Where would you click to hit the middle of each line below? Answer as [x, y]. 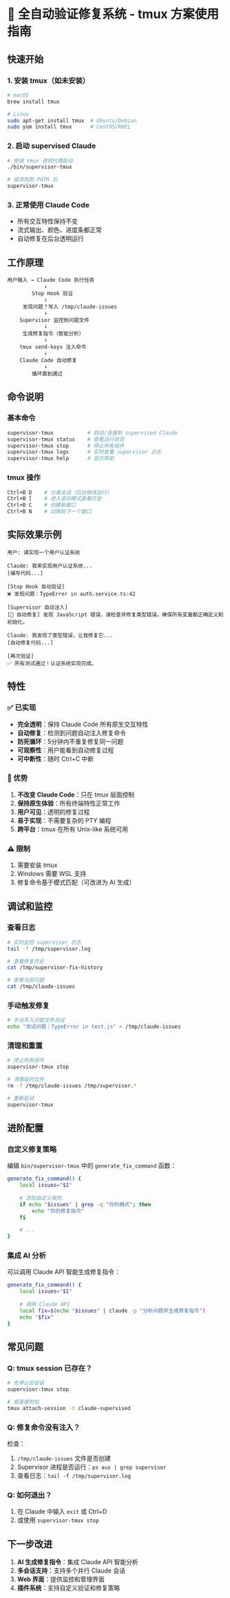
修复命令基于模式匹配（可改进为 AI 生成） [76, 882]
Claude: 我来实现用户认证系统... [50, 566]
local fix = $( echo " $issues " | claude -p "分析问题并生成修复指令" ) [113, 1311]
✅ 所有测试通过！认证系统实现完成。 [52, 663]
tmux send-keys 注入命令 [53, 347]
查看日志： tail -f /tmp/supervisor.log [74, 1475]
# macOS [18, 95]
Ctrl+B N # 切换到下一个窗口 [49, 512]
